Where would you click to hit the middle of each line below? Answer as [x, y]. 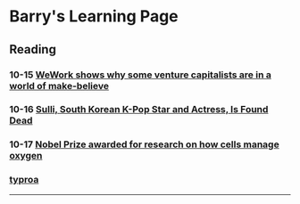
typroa [24, 180]
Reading [33, 49]
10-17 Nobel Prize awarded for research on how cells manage [144, 144]
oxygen [26, 156]
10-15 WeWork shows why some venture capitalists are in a [141, 75]
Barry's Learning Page [94, 16]
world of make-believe [59, 86]
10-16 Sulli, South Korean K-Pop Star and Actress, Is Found [139, 110]
